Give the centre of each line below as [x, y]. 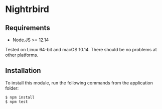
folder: [12, 88]
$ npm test [17, 101]
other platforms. [22, 55]
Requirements [28, 28]
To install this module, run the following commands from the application [79, 83]
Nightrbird [27, 9]
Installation [23, 71]
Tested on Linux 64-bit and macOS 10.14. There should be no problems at [81, 49]
